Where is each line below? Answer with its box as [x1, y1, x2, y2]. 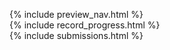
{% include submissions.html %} [9, 30, 144, 41]
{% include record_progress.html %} [9, 19, 161, 31]
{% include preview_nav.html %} [9, 9, 144, 20]
